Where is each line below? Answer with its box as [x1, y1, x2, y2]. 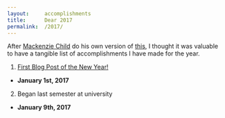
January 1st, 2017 [17, 76, 69, 85]
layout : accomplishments [7, 10, 91, 17]
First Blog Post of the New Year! [17, 63, 109, 71]
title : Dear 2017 [7, 17, 73, 24]
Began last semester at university [17, 90, 113, 98]
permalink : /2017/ [7, 23, 64, 30]
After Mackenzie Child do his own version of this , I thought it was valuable [7, 42, 219, 51]
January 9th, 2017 [17, 103, 71, 112]
